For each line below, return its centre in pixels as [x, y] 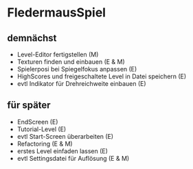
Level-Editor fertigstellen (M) [58, 54]
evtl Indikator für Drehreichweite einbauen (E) [81, 83]
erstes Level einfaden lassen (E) [63, 151]
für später [29, 105]
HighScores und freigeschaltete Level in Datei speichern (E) [102, 76]
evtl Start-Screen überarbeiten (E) [65, 136]
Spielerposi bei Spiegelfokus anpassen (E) [77, 69]
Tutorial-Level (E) [42, 129]
